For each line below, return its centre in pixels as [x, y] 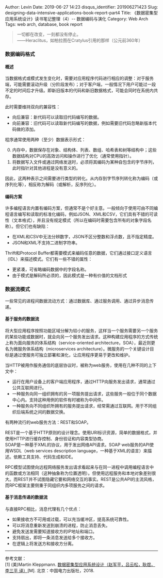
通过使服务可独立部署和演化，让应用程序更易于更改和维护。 [73, 355]
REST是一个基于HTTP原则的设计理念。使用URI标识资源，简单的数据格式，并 [81, 432]
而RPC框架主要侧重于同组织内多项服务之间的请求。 [56, 485]
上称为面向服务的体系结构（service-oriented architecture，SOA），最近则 [78, 343]
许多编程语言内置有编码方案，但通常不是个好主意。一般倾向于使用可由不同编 [81, 208]
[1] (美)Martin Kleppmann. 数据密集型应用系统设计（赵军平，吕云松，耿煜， [80, 564]
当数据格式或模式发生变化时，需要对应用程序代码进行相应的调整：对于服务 [79, 78]
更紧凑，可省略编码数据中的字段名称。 [50, 269]
